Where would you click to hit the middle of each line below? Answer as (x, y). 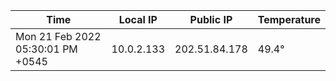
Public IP (211, 19)
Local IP (138, 19)
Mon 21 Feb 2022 (58, 36)
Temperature (289, 19)
